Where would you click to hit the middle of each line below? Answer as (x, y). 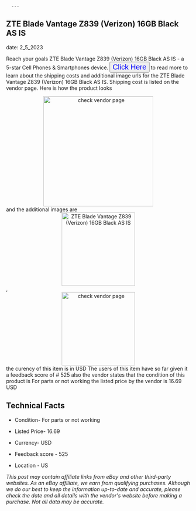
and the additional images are (42, 209)
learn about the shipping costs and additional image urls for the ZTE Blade (95, 75)
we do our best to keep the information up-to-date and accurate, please (93, 489)
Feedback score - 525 (41, 454)
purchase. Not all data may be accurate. (55, 502)
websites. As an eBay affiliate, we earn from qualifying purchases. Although (98, 483)
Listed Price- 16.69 (37, 431)
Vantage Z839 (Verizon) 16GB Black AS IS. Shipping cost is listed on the (93, 82)
